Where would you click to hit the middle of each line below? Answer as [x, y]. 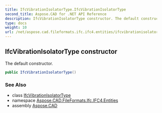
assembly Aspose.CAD [35, 105]
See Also [16, 84]
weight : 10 [16, 28]
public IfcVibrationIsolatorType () [41, 72]
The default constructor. [29, 63]
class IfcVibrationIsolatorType [41, 95]
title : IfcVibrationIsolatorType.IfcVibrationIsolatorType [66, 9]
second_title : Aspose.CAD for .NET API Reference [56, 14]
